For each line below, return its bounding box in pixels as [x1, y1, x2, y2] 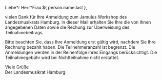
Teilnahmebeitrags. [5, 30, 44, 35]
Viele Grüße [5, 64, 29, 70]
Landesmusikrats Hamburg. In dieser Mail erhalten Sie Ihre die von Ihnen [5, 20, 151, 25]
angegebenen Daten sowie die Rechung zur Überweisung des [5, 24, 130, 30]
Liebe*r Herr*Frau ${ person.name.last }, [5, 5, 87, 10]
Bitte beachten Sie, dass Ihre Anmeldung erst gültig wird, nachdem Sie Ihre [5, 39, 156, 45]
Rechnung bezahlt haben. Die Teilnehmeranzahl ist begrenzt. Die [5, 44, 136, 50]
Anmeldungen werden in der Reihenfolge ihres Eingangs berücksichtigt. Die [5, 49, 157, 55]
